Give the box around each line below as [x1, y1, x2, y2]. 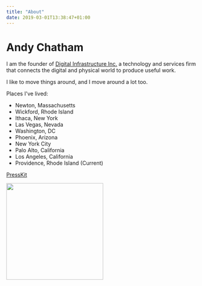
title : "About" [6, 8, 45, 15]
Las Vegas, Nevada [15, 121, 64, 129]
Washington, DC [15, 127, 56, 135]
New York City [15, 140, 51, 148]
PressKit [6, 171, 27, 179]
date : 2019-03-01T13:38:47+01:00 [6, 14, 91, 21]
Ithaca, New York [15, 115, 59, 122]
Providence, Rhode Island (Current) [15, 159, 104, 167]
